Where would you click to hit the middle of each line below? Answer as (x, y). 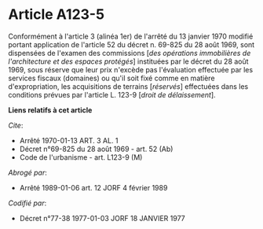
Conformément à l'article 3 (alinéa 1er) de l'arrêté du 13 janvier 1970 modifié (131, 36)
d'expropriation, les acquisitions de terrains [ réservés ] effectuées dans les (128, 86)
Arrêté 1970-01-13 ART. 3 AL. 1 (69, 140)
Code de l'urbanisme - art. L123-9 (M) (81, 157)
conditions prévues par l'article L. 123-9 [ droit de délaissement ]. (112, 94)
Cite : (16, 125)
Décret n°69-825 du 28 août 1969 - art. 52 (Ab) (96, 149)
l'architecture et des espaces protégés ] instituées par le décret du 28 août (128, 61)
